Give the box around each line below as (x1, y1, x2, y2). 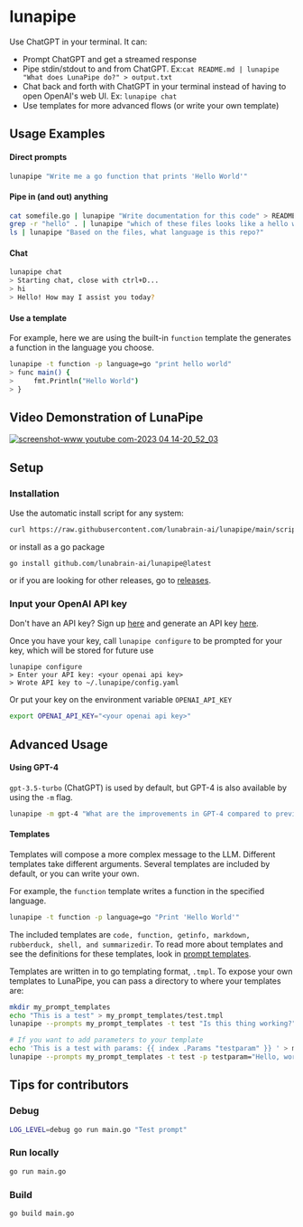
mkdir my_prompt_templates (9, 1002, 111, 1012)
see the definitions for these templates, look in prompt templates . (9, 948, 252, 959)
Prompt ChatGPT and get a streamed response (22, 53, 197, 64)
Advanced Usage (9, 737, 108, 752)
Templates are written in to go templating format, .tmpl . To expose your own (9, 966, 293, 977)
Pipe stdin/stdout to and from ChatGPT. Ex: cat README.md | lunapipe (22, 63, 280, 74)
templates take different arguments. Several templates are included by (9, 858, 271, 869)
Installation (9, 486, 60, 499)
